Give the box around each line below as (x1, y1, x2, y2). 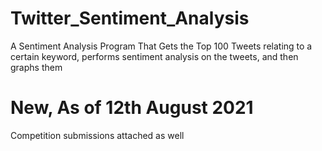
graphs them (10, 61, 63, 73)
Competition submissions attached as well (10, 129, 185, 141)
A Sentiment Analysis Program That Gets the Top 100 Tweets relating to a (10, 40, 313, 52)
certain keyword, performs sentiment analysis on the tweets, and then (10, 50, 299, 62)
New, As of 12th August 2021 (10, 97, 254, 119)
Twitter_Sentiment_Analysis (10, 7, 250, 30)
